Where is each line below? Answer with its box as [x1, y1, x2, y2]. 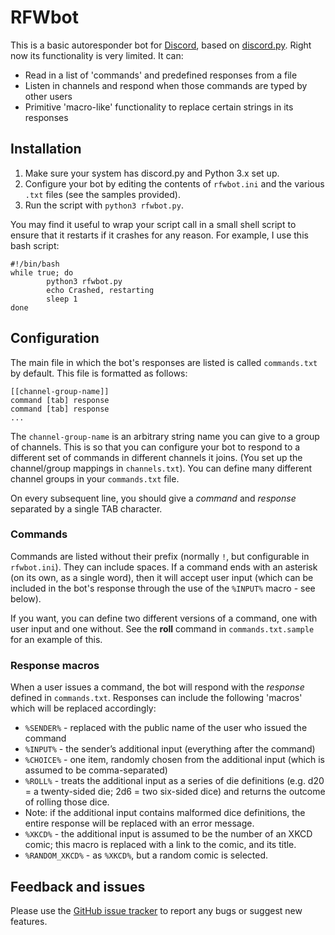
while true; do [10, 267, 74, 278]
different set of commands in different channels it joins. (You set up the [10, 451, 303, 463]
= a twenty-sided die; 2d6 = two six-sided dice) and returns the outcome [24, 786, 326, 798]
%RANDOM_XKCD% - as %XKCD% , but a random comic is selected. [24, 849, 269, 861]
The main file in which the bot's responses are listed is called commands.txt [10, 356, 318, 368]
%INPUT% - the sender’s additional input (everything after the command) [24, 743, 316, 755]
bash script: [10, 239, 60, 251]
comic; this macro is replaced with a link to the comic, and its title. [24, 839, 297, 851]
